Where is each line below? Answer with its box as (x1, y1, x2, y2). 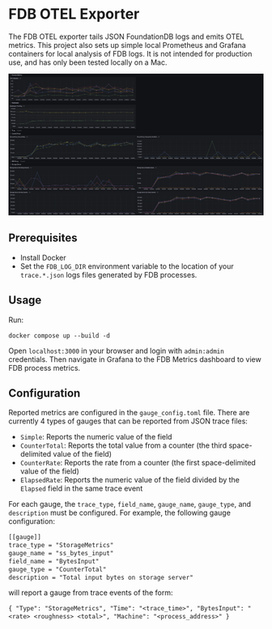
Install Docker (19, 253, 66, 262)
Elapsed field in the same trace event (19, 483, 143, 494)
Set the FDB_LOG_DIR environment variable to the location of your (19, 261, 235, 271)
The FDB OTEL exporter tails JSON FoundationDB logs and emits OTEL (8, 32, 244, 41)
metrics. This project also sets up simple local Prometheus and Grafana (8, 40, 247, 49)
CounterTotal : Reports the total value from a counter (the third (19, 440, 227, 450)
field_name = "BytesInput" (8, 558, 100, 566)
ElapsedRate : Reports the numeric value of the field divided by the (19, 475, 240, 485)
